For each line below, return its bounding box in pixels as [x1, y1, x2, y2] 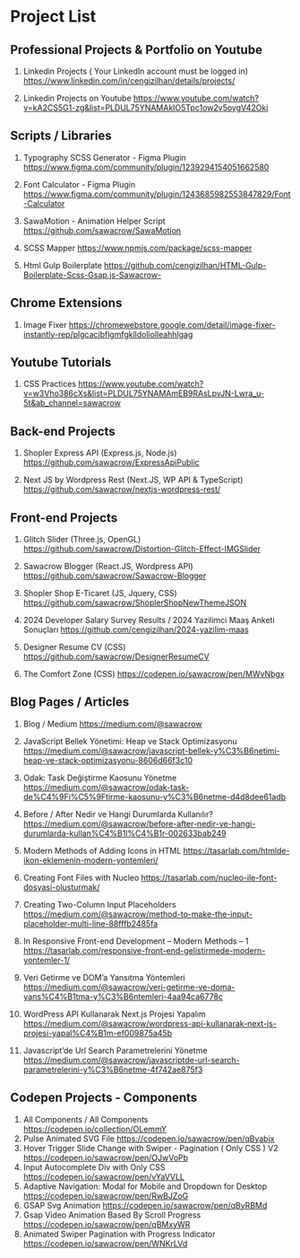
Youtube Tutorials [10, 355, 112, 370]
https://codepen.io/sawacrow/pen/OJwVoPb [22, 1152, 189, 1163]
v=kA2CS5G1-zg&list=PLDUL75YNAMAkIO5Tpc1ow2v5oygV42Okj [22, 102, 269, 113]
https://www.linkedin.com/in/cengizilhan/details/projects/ [22, 75, 236, 86]
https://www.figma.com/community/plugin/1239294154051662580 [22, 162, 270, 172]
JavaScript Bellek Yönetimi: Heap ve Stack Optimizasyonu [22, 735, 238, 746]
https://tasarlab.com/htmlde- [183, 845, 290, 856]
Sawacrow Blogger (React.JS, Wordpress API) [22, 561, 193, 572]
